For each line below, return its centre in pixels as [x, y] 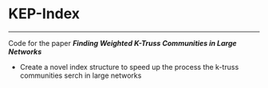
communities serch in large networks [81, 75]
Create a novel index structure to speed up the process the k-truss [129, 67]
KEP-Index [44, 14]
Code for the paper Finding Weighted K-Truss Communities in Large [122, 43]
